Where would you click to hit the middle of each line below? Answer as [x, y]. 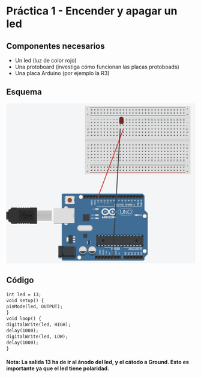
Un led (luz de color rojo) [46, 60]
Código [20, 280]
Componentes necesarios [55, 46]
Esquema [24, 92]
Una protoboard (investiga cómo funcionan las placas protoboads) [97, 67]
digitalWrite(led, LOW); [37, 337]
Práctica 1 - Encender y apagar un [92, 11]
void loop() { [24, 319]
